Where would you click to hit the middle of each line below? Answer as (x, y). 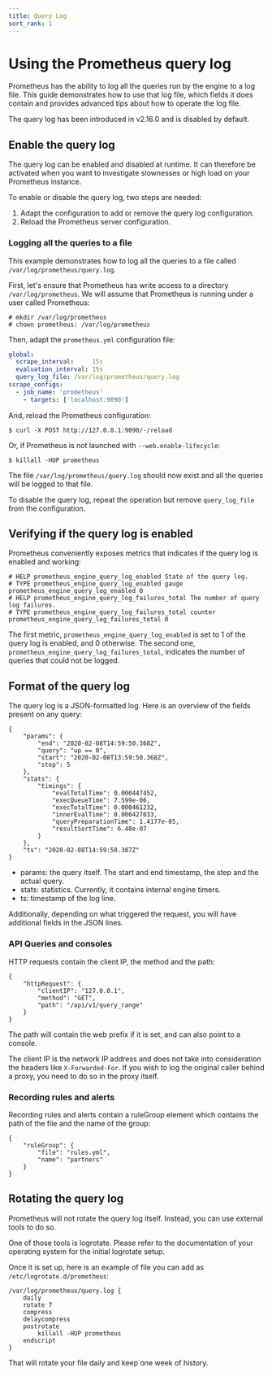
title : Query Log (38, 16)
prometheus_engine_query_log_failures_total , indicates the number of (127, 652)
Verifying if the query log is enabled (101, 534)
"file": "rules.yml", (74, 1152)
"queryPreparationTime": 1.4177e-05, (116, 822)
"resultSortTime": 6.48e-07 (99, 829)
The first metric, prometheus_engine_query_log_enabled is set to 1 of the (127, 634)
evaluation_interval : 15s (60, 370)
